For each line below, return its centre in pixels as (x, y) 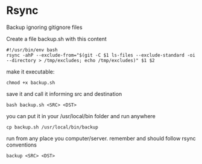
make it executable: (30, 71)
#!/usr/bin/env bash (32, 50)
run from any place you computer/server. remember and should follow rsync (101, 138)
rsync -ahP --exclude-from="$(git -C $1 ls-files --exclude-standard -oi (101, 55)
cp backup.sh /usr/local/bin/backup (52, 127)
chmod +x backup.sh (31, 83)
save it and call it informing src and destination (64, 93)
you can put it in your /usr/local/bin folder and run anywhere (81, 116)
